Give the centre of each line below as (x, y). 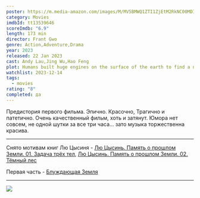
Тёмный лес (21, 160)
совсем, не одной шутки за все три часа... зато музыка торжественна (95, 124)
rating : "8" (21, 89)
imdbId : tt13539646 (30, 23)
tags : (13, 78)
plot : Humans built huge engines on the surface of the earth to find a (98, 67)
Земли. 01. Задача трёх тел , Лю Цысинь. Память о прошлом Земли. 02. (97, 154)
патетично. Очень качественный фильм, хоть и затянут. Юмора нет (92, 118)
